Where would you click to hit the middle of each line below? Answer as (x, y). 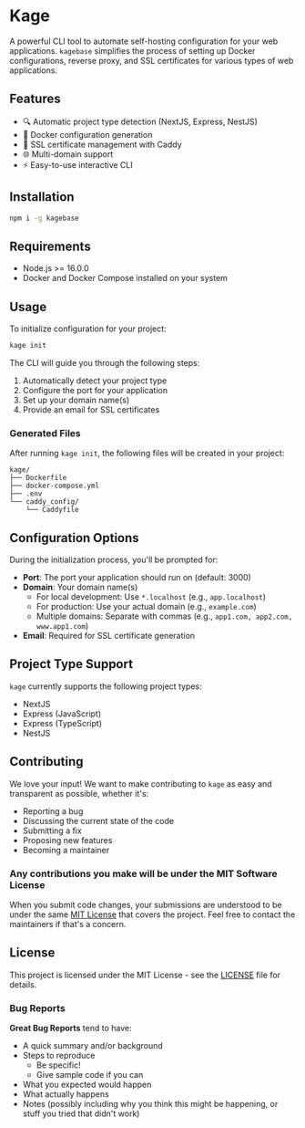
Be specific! (58, 1065)
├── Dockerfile (38, 478)
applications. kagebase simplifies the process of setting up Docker (132, 50)
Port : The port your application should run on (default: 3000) (137, 578)
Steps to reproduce (59, 1056)
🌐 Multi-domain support (68, 154)
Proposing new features (67, 840)
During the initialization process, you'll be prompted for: (114, 560)
